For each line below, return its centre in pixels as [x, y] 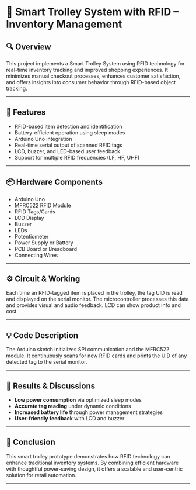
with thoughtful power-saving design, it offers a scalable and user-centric [94, 469]
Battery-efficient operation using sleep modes [70, 132]
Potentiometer [32, 236]
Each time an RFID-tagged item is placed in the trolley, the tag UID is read [94, 293]
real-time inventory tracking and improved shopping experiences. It [87, 70]
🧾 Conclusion [31, 442]
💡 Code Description [42, 335]
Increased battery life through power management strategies [89, 412]
